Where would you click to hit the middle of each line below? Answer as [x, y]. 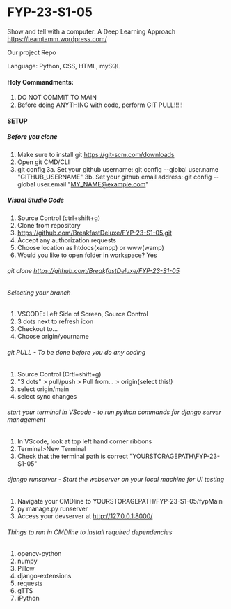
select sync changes [47, 396]
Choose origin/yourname [53, 337]
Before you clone [32, 137]
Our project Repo [32, 52]
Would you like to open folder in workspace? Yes [87, 255]
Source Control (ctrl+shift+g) [59, 218]
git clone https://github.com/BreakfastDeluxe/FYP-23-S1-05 [93, 271]
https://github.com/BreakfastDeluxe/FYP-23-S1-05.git [95, 233]
